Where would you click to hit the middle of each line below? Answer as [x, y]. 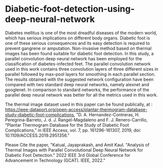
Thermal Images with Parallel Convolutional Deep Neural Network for [74, 150]
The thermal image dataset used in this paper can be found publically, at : [79, 104]
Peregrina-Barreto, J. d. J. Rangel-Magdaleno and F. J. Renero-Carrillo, [76, 120]
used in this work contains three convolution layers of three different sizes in [82, 69]
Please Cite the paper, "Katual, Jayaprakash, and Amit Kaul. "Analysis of [77, 145]
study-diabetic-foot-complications [39, 114]
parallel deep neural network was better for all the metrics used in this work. [81, 95]
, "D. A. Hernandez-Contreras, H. [107, 114]
